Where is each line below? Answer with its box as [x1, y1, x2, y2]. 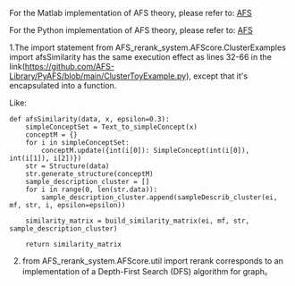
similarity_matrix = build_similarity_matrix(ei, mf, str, [25, 216, 250, 225]
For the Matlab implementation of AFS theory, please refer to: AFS [9, 8, 252, 18]
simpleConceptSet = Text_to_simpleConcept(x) [25, 122, 198, 131]
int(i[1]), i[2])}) [9, 154, 82, 163]
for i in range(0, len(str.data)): [25, 185, 158, 194]
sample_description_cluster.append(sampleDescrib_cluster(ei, [41, 193, 278, 202]
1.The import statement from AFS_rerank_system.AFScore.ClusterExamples [9, 42, 286, 53]
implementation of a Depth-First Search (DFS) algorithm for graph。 [21, 266, 273, 276]
